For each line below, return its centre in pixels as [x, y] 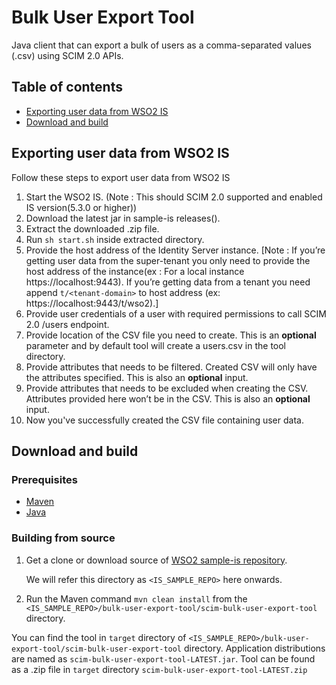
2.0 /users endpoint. [67, 324]
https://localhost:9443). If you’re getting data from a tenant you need [168, 282]
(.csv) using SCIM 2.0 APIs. [67, 55]
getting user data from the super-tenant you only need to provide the [168, 260]
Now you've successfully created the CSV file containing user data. [164, 420]
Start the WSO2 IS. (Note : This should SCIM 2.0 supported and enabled [174, 197]
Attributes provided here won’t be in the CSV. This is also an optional [168, 398]
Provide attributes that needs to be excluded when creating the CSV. [167, 388]
